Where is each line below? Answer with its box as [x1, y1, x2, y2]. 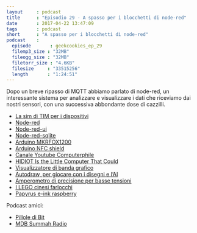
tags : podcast [6, 26, 62, 32]
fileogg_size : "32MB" [12, 54, 70, 60]
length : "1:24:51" [12, 71, 78, 77]
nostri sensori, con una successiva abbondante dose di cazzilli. [6, 101, 166, 108]
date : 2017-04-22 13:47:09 [6, 20, 95, 26]
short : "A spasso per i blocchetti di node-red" [6, 32, 149, 38]
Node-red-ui [15, 125, 47, 133]
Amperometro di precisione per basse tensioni [15, 177, 132, 184]
